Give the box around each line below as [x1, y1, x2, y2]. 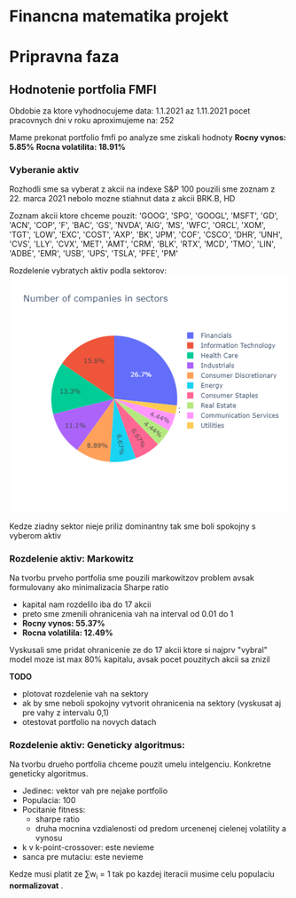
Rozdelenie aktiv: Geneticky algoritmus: [9, 739, 185, 752]
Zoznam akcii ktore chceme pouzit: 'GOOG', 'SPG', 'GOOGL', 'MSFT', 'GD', [9, 210, 279, 221]
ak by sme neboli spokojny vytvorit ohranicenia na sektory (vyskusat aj [21, 698, 282, 709]
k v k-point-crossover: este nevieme [21, 842, 155, 853]
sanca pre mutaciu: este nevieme [21, 852, 144, 863]
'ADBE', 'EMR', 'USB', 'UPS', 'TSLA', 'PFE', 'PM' [9, 248, 179, 259]
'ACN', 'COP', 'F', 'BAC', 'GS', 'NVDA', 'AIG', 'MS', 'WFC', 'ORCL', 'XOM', [9, 220, 266, 231]
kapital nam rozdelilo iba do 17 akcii [21, 599, 152, 610]
